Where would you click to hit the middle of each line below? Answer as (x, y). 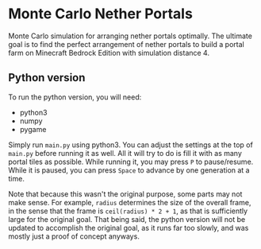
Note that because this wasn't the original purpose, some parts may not (125, 194)
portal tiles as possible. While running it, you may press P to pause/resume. (131, 161)
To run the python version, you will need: (75, 97)
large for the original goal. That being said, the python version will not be (127, 219)
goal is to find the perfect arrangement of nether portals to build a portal (126, 44)
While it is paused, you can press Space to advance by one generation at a (129, 170)
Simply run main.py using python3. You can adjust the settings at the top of (131, 145)
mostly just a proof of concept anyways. (74, 236)
